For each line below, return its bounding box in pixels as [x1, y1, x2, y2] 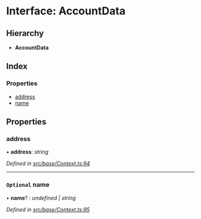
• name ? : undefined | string [6, 194, 76, 202]
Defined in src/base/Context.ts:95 [6, 206, 90, 213]
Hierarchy [6, 28, 44, 38]
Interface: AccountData [6, 4, 126, 18]
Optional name [6, 181, 50, 189]
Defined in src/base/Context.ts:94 [6, 160, 90, 167]
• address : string [6, 148, 49, 155]
